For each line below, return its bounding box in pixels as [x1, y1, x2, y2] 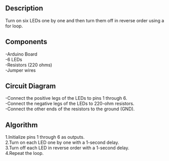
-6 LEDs [5, 56, 22, 62]
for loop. [5, 23, 23, 29]
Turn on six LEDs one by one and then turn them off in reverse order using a [5, 17, 164, 23]
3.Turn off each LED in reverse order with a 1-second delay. [5, 145, 129, 151]
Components [5, 37, 47, 46]
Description [5, 4, 43, 13]
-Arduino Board [5, 51, 38, 57]
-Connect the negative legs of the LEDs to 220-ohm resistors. [5, 101, 134, 107]
